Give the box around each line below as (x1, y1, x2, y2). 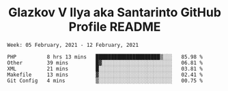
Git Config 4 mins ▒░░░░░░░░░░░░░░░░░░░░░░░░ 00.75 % (7, 77, 203, 84)
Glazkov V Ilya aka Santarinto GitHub (8, 5, 222, 20)
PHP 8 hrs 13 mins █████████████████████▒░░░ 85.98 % (7, 53, 203, 60)
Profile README (68, 19, 161, 35)
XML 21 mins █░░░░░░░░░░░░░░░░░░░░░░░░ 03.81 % (7, 65, 203, 72)
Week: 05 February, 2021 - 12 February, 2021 (7, 41, 139, 48)
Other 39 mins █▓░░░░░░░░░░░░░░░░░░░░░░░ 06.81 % (7, 59, 203, 66)
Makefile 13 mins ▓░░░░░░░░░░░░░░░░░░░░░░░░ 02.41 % (7, 71, 203, 78)
